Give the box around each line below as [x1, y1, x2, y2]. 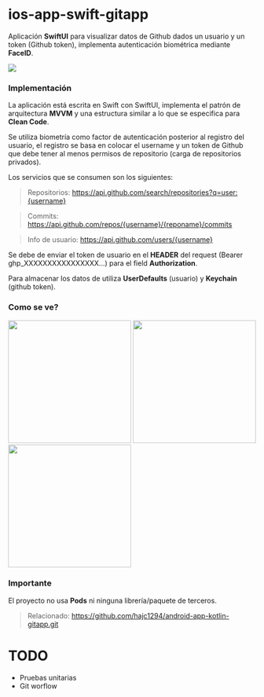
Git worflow [19, 681, 57, 691]
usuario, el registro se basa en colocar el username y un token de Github [8, 141, 244, 150]
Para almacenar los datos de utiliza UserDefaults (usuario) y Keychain [8, 273, 237, 284]
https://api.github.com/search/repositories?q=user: [71, 188, 238, 197]
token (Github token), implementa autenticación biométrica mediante [8, 39, 231, 49]
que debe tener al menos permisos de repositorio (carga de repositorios [8, 149, 242, 159]
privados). [8, 157, 42, 167]
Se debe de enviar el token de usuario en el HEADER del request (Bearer [8, 250, 244, 260]
